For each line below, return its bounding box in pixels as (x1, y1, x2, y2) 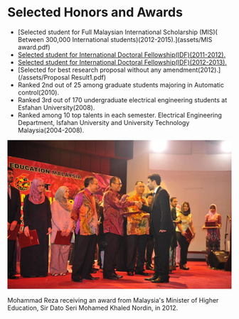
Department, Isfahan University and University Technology (17, 118, 190, 126)
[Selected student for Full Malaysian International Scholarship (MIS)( (17, 28, 218, 36)
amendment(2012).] (162, 65, 221, 74)
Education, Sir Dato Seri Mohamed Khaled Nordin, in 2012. (7, 303, 179, 313)
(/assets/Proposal (17, 72, 70, 82)
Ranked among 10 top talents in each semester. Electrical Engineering (17, 111, 223, 119)
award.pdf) (17, 43, 51, 51)
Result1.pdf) (70, 72, 107, 82)
